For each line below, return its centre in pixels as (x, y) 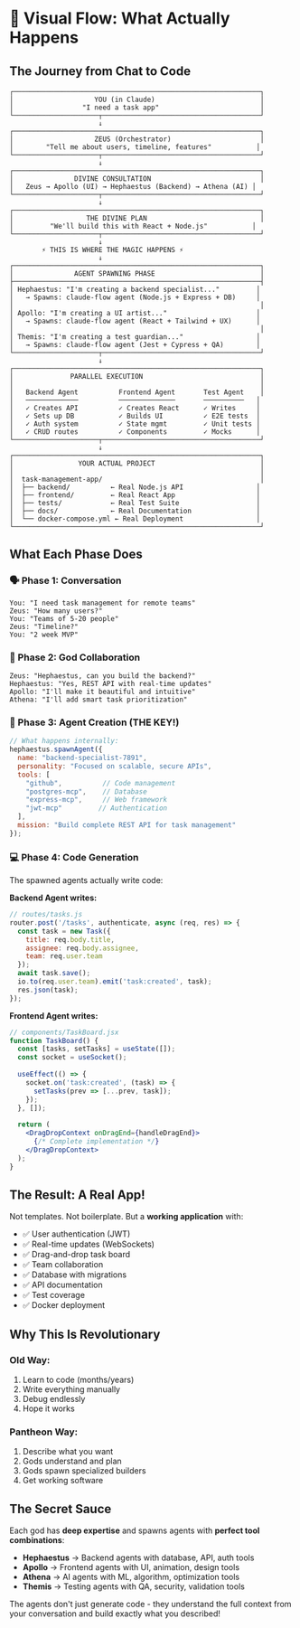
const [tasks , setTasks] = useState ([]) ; (97, 1049)
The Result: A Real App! (78, 1195)
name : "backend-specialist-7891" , (82, 758)
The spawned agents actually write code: (86, 880)
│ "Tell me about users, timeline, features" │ (135, 147)
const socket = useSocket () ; (72, 1058)
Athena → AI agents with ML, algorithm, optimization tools (131, 1577)
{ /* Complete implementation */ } (96, 1142)
